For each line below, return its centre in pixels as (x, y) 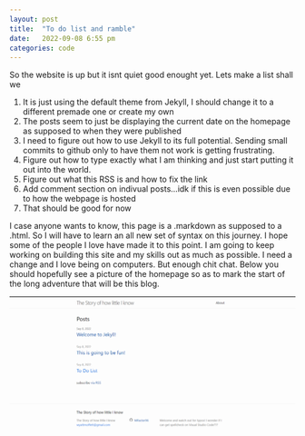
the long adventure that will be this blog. (85, 284)
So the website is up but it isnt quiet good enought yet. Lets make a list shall (151, 75)
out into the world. (57, 170)
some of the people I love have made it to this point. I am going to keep (142, 245)
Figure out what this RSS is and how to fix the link (115, 179)
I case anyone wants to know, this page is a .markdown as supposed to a (146, 226)
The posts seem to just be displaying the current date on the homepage (156, 122)
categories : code (42, 48)
